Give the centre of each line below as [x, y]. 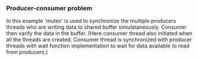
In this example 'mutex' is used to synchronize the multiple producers [91, 21]
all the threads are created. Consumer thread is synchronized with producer [99, 40]
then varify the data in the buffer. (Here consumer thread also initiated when [99, 33]
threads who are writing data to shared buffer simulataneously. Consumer [97, 27]
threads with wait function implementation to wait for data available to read [98, 46]
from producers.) [27, 52]
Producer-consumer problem [49, 8]
